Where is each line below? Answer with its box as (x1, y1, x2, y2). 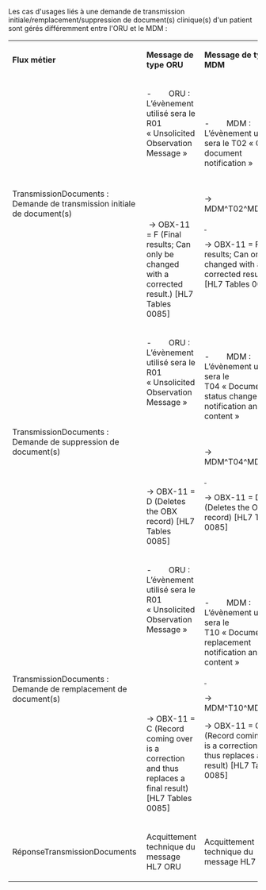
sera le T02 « (204, 138, 254, 148)
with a (146, 269, 169, 279)
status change (204, 391, 257, 402)
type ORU (146, 60, 184, 70)
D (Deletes (146, 496, 186, 507)
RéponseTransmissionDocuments (12, 846, 137, 857)
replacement (204, 637, 252, 648)
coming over (146, 734, 193, 744)
